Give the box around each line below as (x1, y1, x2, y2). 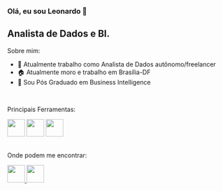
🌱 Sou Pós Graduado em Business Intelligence (17, 78, 152, 86)
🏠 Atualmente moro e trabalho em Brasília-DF (17, 68, 151, 76)
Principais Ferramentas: (7, 105, 75, 113)
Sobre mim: (7, 46, 41, 55)
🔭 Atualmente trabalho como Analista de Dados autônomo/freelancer (17, 59, 217, 69)
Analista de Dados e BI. (7, 28, 110, 40)
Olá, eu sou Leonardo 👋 (7, 6, 87, 16)
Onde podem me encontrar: (7, 150, 87, 160)
